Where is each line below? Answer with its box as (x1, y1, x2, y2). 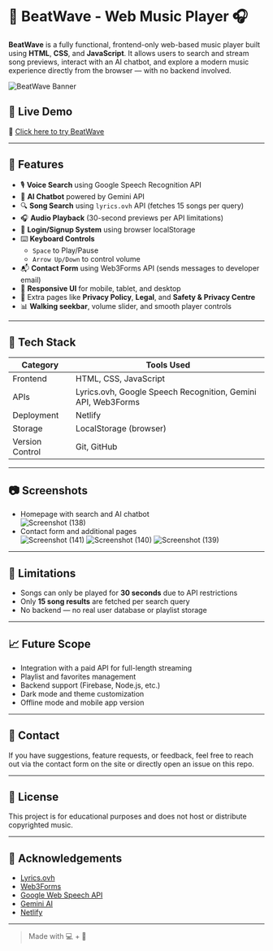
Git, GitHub (76, 441, 118, 453)
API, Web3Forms (76, 397, 141, 408)
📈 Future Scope (8, 637, 91, 651)
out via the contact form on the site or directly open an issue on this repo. (8, 758, 254, 769)
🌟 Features (8, 158, 64, 172)
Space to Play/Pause (32, 245, 99, 255)
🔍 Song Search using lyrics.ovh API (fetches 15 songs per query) (19, 201, 245, 211)
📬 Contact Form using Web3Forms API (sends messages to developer (19, 263, 260, 273)
